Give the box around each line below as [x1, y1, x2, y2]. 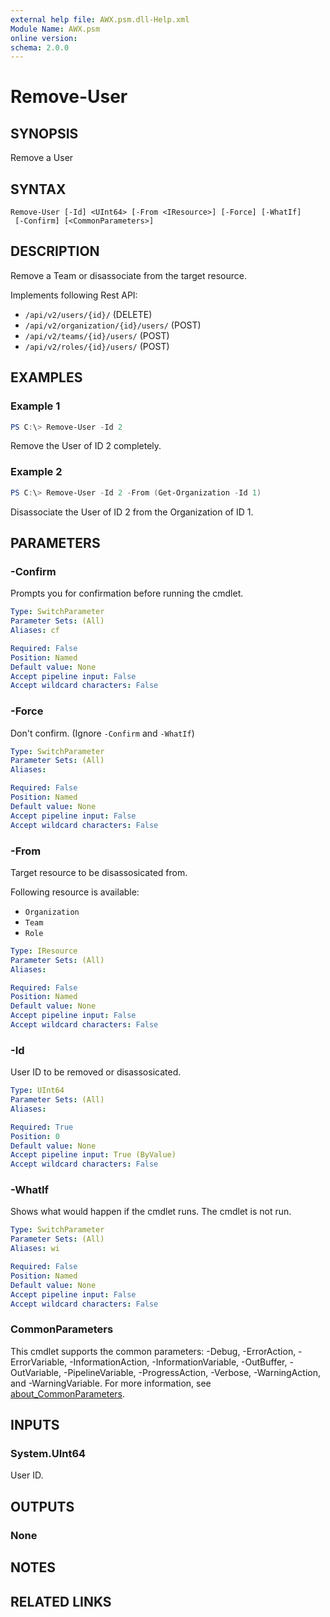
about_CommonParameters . [10, 1387, 126, 1400]
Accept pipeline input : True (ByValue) [10, 1150, 177, 1160]
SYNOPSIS [10, 125, 79, 142]
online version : [10, 33, 78, 43]
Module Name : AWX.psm [10, 24, 101, 34]
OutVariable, [10, 1366, 62, 1378]
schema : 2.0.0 [10, 42, 70, 53]
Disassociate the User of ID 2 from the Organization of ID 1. [10, 506, 254, 518]
